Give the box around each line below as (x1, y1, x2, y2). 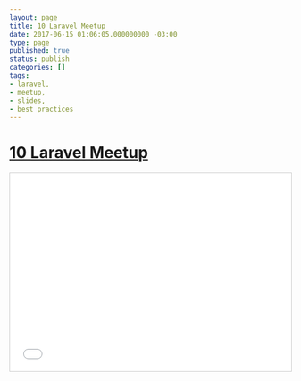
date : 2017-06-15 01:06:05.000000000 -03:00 (9, 29, 178, 38)
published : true (9, 46, 70, 55)
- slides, (9, 95, 46, 105)
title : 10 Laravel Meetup (9, 21, 105, 30)
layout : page (9, 12, 58, 22)
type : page (9, 37, 50, 47)
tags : (9, 71, 29, 80)
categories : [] (9, 63, 66, 72)
